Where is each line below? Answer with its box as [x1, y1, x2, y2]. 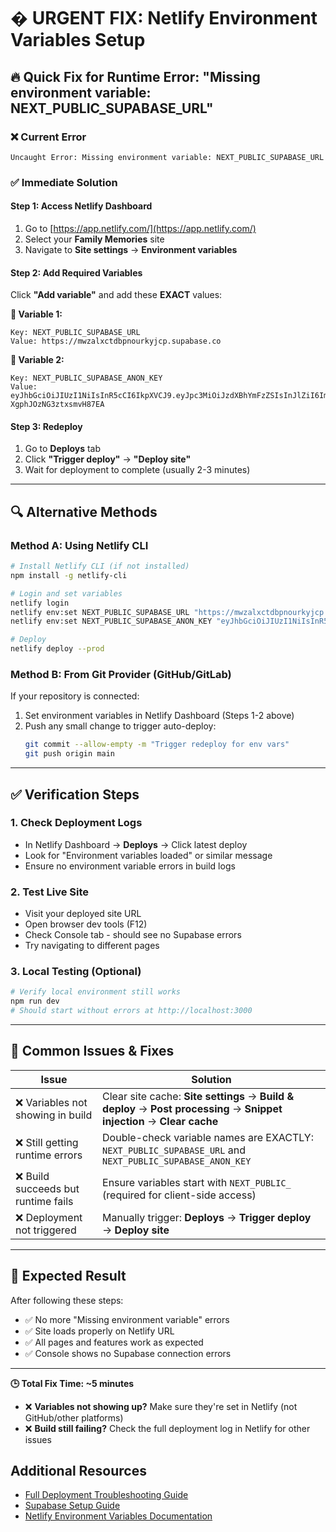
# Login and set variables [10, 588, 123, 599]
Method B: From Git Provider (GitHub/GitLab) [10, 668, 232, 682]
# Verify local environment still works [10, 987, 182, 997]
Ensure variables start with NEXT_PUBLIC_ [102, 1175, 292, 1189]
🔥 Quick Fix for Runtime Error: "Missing [10, 68, 261, 85]
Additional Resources [10, 1463, 147, 1480]
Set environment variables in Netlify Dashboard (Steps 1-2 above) [24, 710, 295, 722]
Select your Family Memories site [24, 233, 165, 245]
